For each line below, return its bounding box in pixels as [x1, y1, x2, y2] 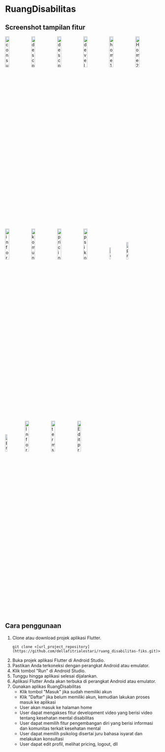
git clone [12, 644, 33, 649]
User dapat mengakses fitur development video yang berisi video [19, 710, 153, 716]
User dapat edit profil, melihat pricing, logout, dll [19, 741, 118, 747]
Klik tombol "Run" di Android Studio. [12, 668, 86, 674]
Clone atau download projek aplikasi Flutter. [12, 635, 101, 641]
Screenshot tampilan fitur [5, 23, 86, 32]
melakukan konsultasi [19, 736, 64, 742]
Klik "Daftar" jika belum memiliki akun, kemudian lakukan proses [19, 694, 150, 700]
